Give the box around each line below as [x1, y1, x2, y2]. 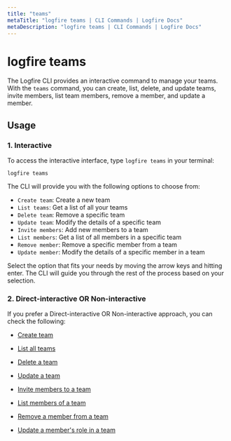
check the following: [7, 317, 66, 326]
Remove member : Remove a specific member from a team [17, 240, 177, 249]
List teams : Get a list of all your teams [17, 203, 128, 211]
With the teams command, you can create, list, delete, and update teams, [7, 84, 216, 93]
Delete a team [17, 358, 58, 367]
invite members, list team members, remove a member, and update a [7, 92, 206, 100]
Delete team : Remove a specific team [17, 211, 125, 219]
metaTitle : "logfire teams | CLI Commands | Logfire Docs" [7, 17, 183, 24]
